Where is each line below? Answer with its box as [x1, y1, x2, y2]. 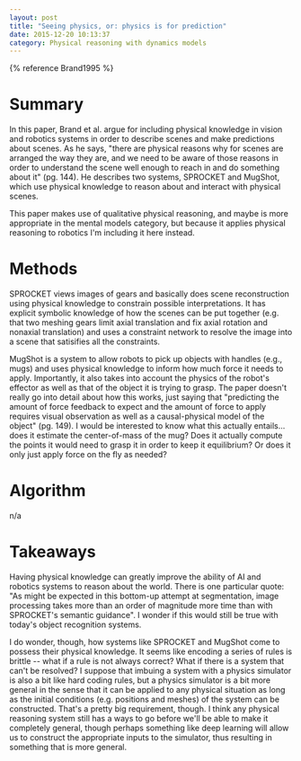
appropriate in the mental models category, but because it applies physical [9, 217, 286, 229]
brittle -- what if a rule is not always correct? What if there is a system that [9, 656, 285, 666]
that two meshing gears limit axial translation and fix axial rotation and [9, 317, 268, 328]
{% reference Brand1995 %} [9, 63, 114, 74]
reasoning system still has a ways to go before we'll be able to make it [9, 713, 269, 723]
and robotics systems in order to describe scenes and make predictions [9, 134, 275, 145]
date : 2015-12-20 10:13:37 [9, 30, 111, 39]
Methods [9, 259, 78, 279]
